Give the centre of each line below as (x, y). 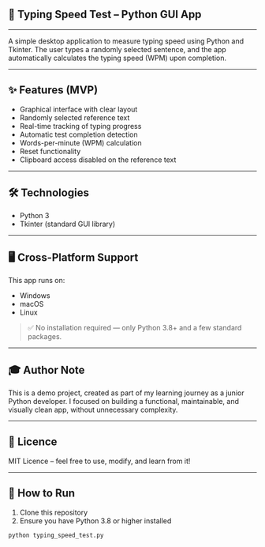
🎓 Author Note (47, 370)
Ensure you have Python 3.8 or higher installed (95, 521)
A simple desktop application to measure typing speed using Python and (126, 41)
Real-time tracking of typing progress (80, 126)
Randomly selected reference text (75, 117)
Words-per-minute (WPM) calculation (80, 142)
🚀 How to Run (42, 494)
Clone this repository (54, 512)
